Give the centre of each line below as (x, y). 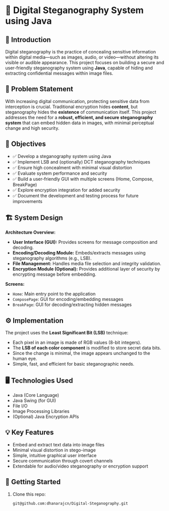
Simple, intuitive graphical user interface (54, 455)
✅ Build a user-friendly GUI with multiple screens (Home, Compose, (83, 179)
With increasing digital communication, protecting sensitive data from (77, 101)
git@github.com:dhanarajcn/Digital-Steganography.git (70, 503)
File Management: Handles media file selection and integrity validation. (87, 264)
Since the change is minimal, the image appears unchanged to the (81, 353)
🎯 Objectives (26, 144)
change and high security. (32, 128)
